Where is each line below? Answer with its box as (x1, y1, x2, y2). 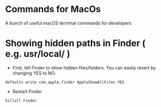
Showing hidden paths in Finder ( (5, 37, 146, 49)
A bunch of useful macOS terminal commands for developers (5, 20, 132, 26)
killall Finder (5, 98, 37, 103)
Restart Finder (12, 88, 42, 94)
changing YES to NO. (12, 70, 56, 76)
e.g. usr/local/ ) (5, 48, 70, 59)
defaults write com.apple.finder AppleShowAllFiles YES (5, 79, 124, 84)
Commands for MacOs (5, 3, 101, 15)
